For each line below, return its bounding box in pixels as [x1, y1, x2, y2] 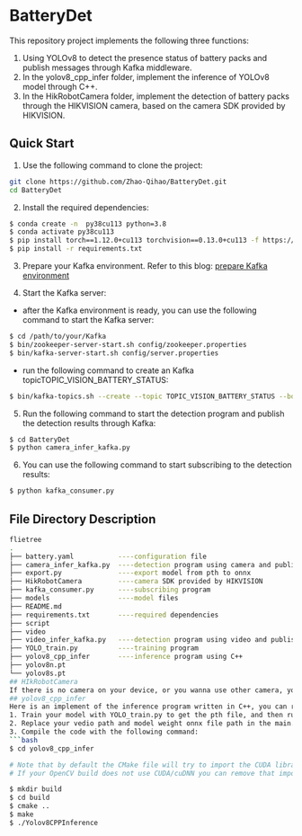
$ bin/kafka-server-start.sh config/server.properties [9, 348, 219, 358]
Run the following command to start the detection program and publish [22, 408, 285, 419]
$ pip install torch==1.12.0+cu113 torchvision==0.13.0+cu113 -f [9, 236, 259, 245]
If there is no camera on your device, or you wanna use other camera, [9, 685, 283, 695]
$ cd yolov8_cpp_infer [9, 743, 94, 753]
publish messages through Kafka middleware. [22, 62, 192, 73]
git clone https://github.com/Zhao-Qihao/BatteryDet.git [9, 177, 227, 186]
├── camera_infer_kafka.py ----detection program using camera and [9, 560, 271, 569]
